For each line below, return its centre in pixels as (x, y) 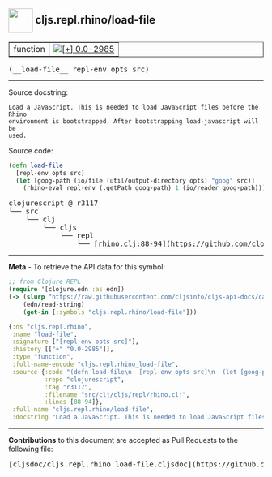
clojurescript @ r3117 (53, 203)
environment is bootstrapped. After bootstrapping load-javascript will (134, 121)
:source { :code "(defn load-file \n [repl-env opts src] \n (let (124, 372)
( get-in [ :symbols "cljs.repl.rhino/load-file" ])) (110, 312)
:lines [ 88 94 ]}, (74, 402)
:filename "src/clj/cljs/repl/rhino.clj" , (117, 394)
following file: (31, 449)
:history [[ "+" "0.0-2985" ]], (63, 350)
